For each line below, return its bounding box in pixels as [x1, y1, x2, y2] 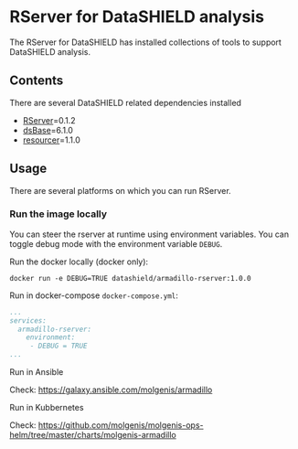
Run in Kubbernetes [9, 402, 84, 413]
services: [9, 315, 48, 326]
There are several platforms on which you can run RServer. [9, 185, 231, 196]
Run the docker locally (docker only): [9, 256, 149, 267]
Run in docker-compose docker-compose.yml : [9, 290, 178, 301]
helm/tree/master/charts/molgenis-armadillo [9, 430, 176, 441]
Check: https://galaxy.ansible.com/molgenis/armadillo [9, 384, 213, 395]
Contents [9, 73, 64, 89]
